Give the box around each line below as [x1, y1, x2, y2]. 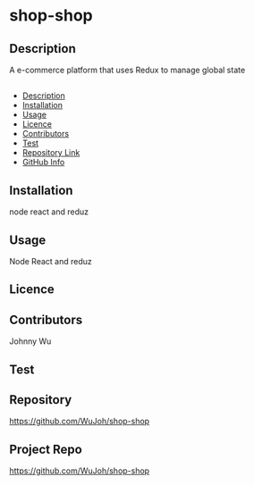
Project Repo [9, 441, 82, 456]
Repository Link [21, 147, 80, 158]
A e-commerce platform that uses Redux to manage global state [9, 64, 246, 75]
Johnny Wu [9, 336, 52, 347]
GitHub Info [21, 157, 65, 168]
